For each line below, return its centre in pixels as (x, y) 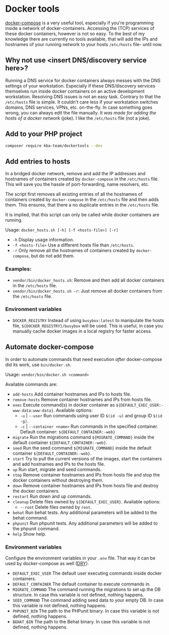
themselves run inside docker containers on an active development (75, 91)
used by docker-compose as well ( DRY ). (47, 563)
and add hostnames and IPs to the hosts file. (59, 464)
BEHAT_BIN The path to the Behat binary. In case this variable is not (81, 621)
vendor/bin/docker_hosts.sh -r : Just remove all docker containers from (87, 291)
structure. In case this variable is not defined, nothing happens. (78, 594)
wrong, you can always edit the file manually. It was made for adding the (81, 112)
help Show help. (29, 534)
